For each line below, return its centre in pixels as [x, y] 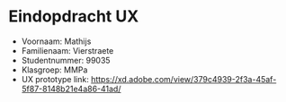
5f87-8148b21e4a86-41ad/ [71, 89]
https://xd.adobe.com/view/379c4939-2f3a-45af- [183, 79]
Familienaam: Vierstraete [67, 50]
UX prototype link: [55, 79]
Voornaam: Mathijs [56, 41]
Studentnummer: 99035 [66, 60]
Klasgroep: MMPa [54, 70]
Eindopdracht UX [74, 17]
